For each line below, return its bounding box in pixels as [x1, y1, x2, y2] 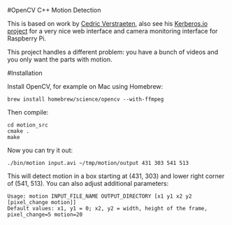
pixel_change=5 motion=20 [7, 211, 82, 218]
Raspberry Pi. [7, 34, 47, 43]
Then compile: [7, 108, 49, 116]
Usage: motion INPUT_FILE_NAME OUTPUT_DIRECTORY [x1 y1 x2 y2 [7, 193, 192, 200]
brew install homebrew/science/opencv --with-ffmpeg [7, 96, 164, 103]
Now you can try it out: [7, 146, 73, 154]
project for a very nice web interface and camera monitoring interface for [7, 27, 218, 35]
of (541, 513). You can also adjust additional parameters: [7, 180, 169, 187]
